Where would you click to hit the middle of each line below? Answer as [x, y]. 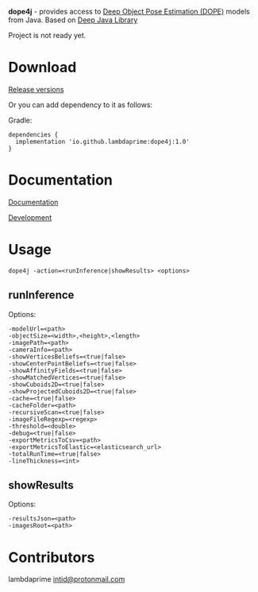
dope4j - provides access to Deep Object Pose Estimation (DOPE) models [129, 12]
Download [42, 68]
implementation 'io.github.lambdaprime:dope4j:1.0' [103, 141]
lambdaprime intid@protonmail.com [67, 579]
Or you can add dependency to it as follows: [81, 104]
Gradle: [20, 120]
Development [30, 217]
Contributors [52, 557]
